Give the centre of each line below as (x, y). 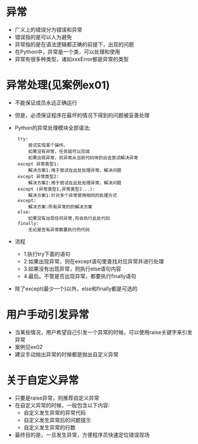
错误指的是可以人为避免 (43, 37)
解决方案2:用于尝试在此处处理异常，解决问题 (75, 183)
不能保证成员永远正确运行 (46, 102)
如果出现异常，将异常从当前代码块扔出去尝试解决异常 (83, 158)
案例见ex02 (29, 347)
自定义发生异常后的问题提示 (57, 420)
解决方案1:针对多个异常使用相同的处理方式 (72, 195)
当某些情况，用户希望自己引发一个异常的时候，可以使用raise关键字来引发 (103, 332)
